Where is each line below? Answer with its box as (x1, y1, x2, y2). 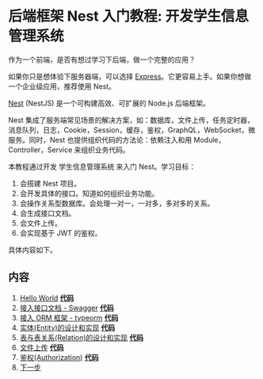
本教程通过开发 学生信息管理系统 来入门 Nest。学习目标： (8, 162, 196, 171)
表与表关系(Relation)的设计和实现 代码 (19, 332, 144, 342)
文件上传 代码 (19, 343, 64, 352)
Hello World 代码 (19, 293, 74, 302)
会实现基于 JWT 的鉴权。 (19, 228, 102, 238)
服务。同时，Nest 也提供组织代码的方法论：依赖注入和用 (8, 135, 192, 144)
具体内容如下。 (8, 245, 57, 255)
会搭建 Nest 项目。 (19, 178, 82, 188)
